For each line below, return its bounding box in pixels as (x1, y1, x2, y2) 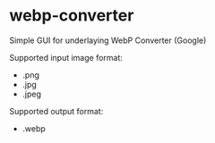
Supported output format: (9, 105, 104, 116)
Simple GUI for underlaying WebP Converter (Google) (9, 35, 207, 46)
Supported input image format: (9, 52, 124, 63)
